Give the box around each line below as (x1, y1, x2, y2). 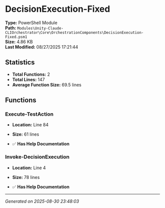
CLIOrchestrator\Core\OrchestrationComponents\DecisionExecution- (5, 30, 144, 35)
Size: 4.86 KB (5, 38, 33, 45)
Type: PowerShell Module (5, 20, 57, 26)
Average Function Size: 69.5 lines (12, 82, 82, 88)
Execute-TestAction (5, 111, 54, 118)
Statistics (5, 58, 35, 67)
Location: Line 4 (12, 165, 46, 171)
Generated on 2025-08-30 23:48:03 (5, 198, 80, 204)
